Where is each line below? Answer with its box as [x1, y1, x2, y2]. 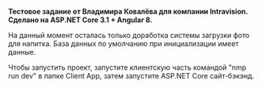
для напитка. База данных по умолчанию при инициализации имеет [8, 39, 239, 48]
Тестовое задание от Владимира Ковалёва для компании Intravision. [8, 7, 248, 16]
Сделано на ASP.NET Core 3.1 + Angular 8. [8, 15, 153, 25]
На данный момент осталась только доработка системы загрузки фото [8, 31, 250, 40]
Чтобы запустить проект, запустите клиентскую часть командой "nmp [8, 63, 247, 72]
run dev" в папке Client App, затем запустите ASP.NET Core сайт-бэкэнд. [8, 71, 255, 80]
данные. [8, 48, 36, 56]
